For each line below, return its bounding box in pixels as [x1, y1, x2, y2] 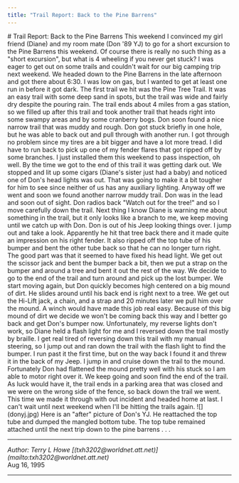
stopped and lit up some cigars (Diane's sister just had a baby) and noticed [7, 168, 228, 176]
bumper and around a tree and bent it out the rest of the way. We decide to [7, 266, 227, 275]
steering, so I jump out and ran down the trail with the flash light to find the [7, 341, 226, 350]
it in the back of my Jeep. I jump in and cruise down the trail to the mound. [7, 356, 225, 366]
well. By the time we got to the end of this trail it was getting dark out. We [7, 160, 223, 169]
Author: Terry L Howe [7, 445, 70, 454]
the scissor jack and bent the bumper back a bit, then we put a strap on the [7, 258, 228, 267]
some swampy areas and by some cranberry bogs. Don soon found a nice [7, 115, 225, 124]
